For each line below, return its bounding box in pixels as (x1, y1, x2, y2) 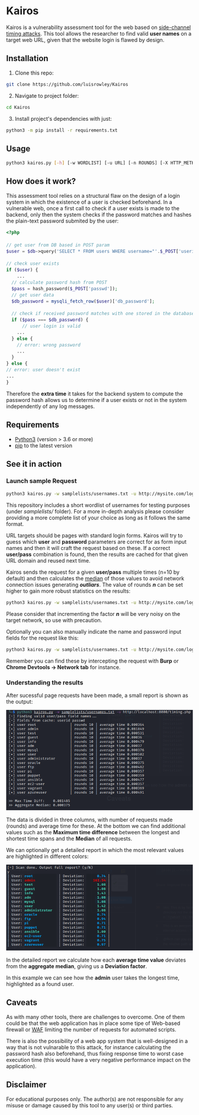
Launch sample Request (6, 477, 77, 485)
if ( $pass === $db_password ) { (11, 317, 89, 323)
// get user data (11, 292, 54, 298)
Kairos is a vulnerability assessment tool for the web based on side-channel (6, 24, 191, 31)
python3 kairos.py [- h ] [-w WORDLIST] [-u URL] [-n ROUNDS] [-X (6, 160, 168, 166)
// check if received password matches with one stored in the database (11, 311, 195, 317)
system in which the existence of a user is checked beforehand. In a (6, 198, 173, 205)
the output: (6, 698, 33, 705)
